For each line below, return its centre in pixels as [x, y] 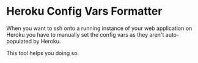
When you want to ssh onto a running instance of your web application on [99, 28]
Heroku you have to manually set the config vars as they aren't [85, 34]
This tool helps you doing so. [43, 53]
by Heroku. [47, 41]
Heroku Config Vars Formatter [84, 11]
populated [19, 41]
